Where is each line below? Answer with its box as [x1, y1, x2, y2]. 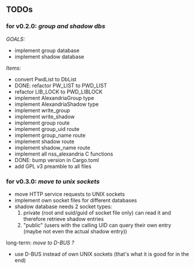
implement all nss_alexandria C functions [14, 150, 113, 157]
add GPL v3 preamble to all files [14, 163, 92, 170]
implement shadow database [14, 53, 85, 60]
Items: [6, 64, 22, 71]
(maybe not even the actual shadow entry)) [23, 227, 127, 234]
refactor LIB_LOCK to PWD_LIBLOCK [14, 88, 103, 95]
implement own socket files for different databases [14, 196, 137, 204]
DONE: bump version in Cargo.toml [14, 156, 99, 163]
